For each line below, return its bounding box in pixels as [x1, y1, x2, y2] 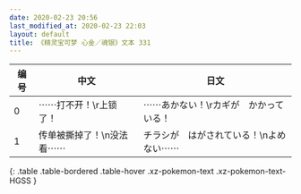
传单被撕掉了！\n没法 [39, 129, 128, 141]
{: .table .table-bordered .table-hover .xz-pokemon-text [9, 166, 215, 177]
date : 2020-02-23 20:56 [9, 13, 99, 22]
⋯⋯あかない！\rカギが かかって [142, 99, 285, 112]
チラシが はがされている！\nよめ [142, 129, 287, 141]
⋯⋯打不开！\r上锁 [39, 99, 118, 112]
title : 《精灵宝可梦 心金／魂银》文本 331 [9, 38, 151, 47]
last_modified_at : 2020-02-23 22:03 [9, 21, 146, 30]
